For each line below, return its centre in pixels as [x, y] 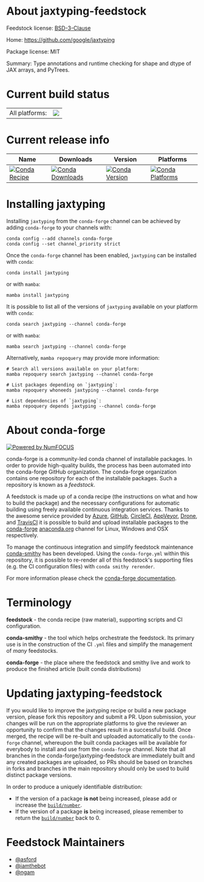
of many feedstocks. [32, 650]
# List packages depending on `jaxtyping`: [62, 385]
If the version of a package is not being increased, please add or [96, 798]
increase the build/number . [49, 805]
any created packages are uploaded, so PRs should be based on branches [100, 762]
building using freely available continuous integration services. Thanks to [98, 509]
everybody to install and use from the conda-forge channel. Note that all [96, 749]
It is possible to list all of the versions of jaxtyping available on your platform [102, 306]
